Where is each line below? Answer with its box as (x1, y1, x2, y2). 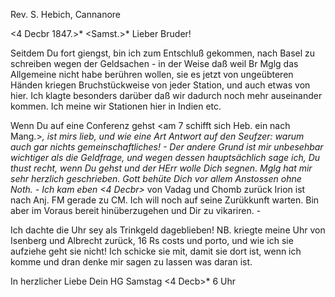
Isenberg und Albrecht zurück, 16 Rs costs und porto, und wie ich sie (10, 235, 294, 246)
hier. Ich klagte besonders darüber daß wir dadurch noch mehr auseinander (10, 90, 323, 101)
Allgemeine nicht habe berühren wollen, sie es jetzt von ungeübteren (10, 69, 294, 80)
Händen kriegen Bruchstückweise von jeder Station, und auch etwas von (10, 79, 311, 91)
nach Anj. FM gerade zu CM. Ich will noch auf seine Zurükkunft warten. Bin (10, 194, 320, 206)
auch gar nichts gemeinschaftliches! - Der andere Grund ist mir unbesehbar (10, 141, 324, 153)
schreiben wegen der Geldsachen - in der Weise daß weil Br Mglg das (10, 58, 299, 69)
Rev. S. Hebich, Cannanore (10, 9, 122, 20)
